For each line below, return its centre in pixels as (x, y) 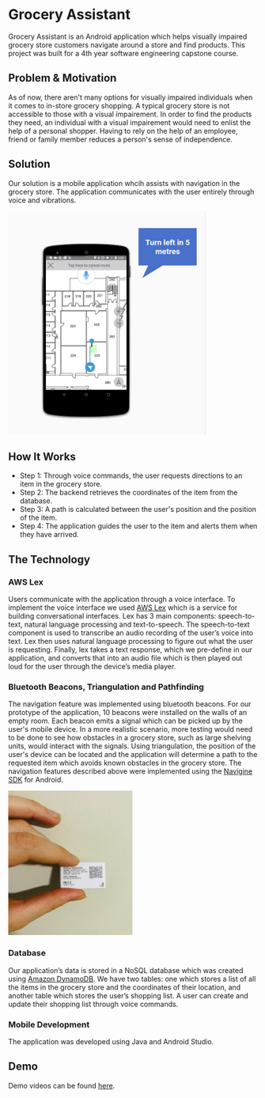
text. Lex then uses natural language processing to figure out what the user (131, 642)
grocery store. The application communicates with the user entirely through (131, 191)
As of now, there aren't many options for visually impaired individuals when (131, 97)
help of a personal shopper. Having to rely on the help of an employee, (123, 131)
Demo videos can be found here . (62, 1085)
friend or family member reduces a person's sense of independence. (121, 139)
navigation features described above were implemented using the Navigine (131, 771)
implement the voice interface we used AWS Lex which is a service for (123, 608)
